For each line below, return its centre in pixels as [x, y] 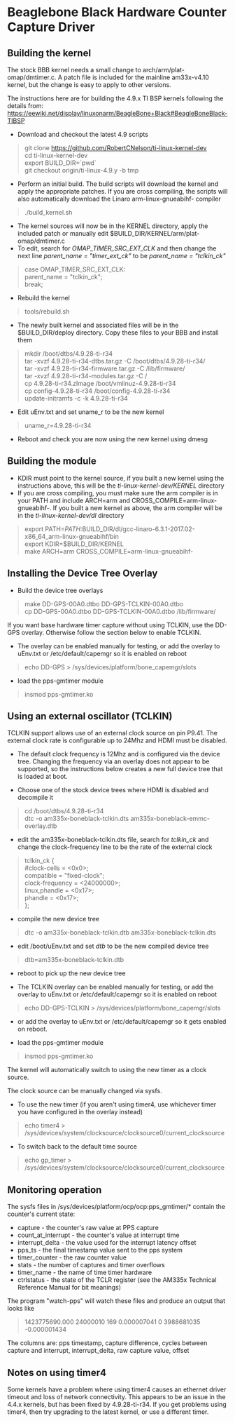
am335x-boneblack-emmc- [170, 819]
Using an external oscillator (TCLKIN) [90, 716]
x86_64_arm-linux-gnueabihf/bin [71, 536]
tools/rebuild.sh [47, 312]
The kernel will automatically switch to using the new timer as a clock [107, 1070]
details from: [26, 106]
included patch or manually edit [63, 233]
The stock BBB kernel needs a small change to [74, 70]
